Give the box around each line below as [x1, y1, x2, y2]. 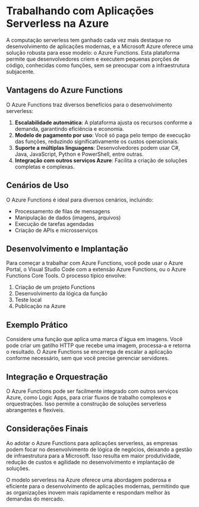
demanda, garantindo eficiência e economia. [14, 125, 124, 132]
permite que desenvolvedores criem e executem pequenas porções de [6, 55, 179, 62]
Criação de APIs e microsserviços [14, 226, 98, 234]
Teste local [14, 296, 42, 304]
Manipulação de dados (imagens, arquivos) [14, 214, 121, 221]
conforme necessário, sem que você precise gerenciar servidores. [6, 355, 169, 362]
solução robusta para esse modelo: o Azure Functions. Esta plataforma [6, 49, 180, 56]
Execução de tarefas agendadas [14, 220, 94, 227]
